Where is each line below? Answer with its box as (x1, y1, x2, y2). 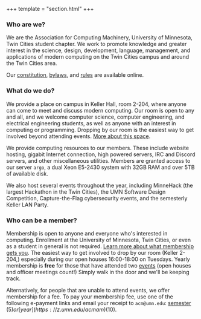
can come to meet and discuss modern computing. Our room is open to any (6, 107, 195, 114)
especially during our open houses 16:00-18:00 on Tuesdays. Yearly (21, 255, 190, 263)
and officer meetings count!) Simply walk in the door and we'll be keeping (6, 268, 190, 275)
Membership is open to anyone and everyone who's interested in (6, 229, 168, 237)
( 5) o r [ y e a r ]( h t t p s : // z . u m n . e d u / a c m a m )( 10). (6, 306, 117, 313)
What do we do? (6, 87, 55, 95)
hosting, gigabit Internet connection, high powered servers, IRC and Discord (6, 151, 196, 158)
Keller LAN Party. (6, 201, 49, 208)
